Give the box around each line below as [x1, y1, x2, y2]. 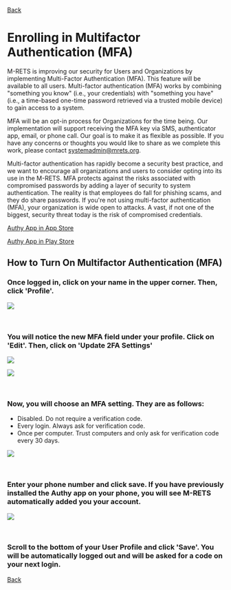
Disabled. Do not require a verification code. [16, 415, 143, 423]
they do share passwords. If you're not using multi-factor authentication [7, 196, 211, 204]
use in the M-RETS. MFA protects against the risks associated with [7, 174, 196, 182]
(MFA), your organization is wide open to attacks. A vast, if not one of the [7, 203, 214, 212]
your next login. [7, 560, 61, 569]
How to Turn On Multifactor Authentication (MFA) [7, 257, 223, 269]
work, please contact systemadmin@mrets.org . [7, 146, 141, 154]
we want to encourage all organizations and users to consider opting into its [7, 166, 222, 174]
